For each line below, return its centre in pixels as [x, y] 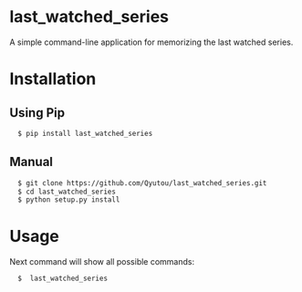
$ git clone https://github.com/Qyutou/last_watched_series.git [142, 183]
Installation [53, 79]
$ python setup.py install [69, 200]
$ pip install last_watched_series [85, 133]
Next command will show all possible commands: [102, 262]
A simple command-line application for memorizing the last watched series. [151, 42]
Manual [31, 162]
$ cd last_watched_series [67, 192]
